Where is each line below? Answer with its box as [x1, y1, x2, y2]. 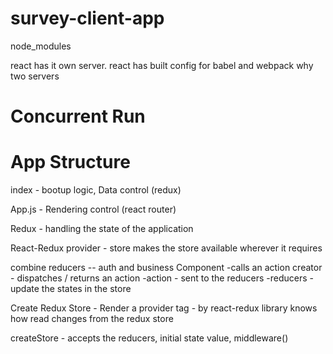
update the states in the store [10, 283, 132, 295]
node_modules [10, 40, 72, 52]
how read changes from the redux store [10, 313, 174, 325]
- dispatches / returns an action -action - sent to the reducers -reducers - [10, 272, 314, 284]
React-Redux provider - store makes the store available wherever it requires [10, 242, 323, 254]
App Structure [10, 151, 131, 174]
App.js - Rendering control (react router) [10, 203, 177, 216]
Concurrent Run [10, 105, 146, 128]
